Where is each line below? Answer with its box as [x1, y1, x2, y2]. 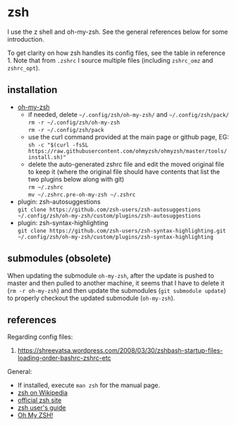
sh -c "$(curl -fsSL [27, 142, 89, 149]
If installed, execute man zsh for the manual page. [17, 381, 161, 389]
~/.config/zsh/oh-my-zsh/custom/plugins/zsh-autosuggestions [17, 212, 201, 219]
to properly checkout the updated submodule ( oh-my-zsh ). [7, 294, 175, 302]
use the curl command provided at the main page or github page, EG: [27, 132, 229, 141]
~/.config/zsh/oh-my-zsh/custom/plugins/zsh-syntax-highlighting [17, 233, 213, 240]
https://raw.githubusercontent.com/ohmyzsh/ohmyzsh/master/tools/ [27, 147, 228, 155]
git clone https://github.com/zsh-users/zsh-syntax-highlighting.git [17, 227, 227, 234]
